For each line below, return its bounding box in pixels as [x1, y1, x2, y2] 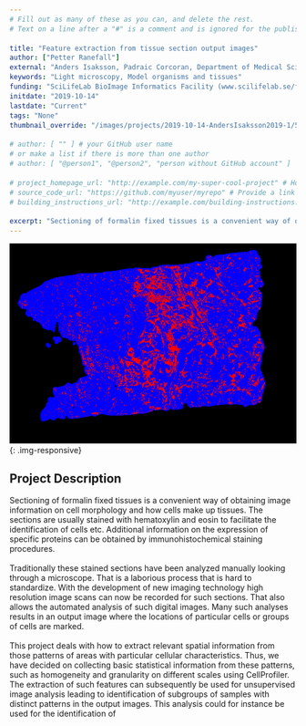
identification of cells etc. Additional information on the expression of [9, 524, 269, 535]
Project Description [9, 471, 122, 487]
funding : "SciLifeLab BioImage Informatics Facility [9, 82, 214, 91]
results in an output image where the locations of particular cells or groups [9, 611, 290, 622]
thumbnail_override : [9, 120, 88, 130]
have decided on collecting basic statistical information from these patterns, [9, 659, 295, 670]
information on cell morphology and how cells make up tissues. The [9, 504, 264, 515]
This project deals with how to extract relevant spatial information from [9, 640, 275, 651]
